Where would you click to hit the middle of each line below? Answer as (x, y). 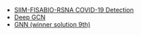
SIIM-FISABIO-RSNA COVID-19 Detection (74, 10)
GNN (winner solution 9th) (52, 24)
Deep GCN (30, 17)
